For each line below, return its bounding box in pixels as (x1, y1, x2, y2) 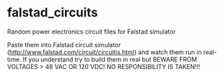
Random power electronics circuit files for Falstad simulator (7, 27, 176, 36)
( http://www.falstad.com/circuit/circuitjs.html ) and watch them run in (7, 48, 202, 56)
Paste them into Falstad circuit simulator (7, 40, 121, 49)
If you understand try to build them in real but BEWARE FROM (23, 55, 198, 63)
